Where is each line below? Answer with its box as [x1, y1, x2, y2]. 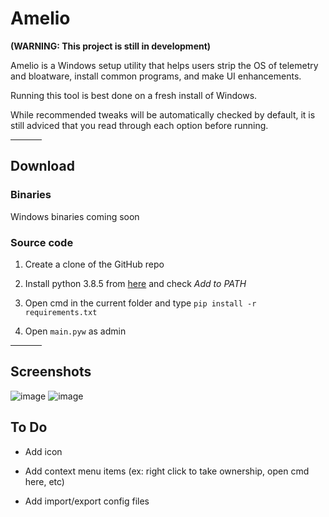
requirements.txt [24, 307, 98, 317]
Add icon [24, 445, 63, 457]
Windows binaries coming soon [10, 210, 140, 222]
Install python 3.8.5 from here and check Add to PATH [24, 277, 247, 289]
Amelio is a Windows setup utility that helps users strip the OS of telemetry [10, 59, 319, 71]
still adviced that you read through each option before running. [10, 119, 269, 131]
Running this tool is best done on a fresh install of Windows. [10, 89, 258, 101]
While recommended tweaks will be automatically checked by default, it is [10, 108, 316, 121]
